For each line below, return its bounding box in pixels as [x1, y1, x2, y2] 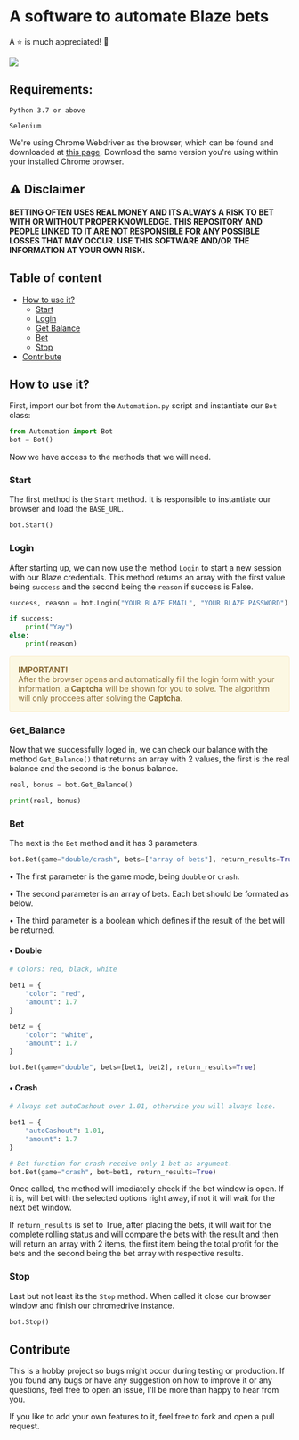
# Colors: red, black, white [9, 965, 117, 974]
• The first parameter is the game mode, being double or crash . [9, 871, 240, 882]
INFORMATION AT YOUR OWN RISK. [9, 244, 146, 255]
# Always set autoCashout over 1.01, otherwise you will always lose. [9, 1102, 277, 1111]
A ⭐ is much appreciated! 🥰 [9, 36, 109, 46]
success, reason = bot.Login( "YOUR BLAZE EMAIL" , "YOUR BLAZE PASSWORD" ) [9, 598, 289, 607]
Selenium [9, 121, 42, 130]
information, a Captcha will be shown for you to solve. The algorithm [18, 683, 270, 694]
